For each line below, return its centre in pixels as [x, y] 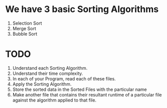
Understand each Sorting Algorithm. [50, 68]
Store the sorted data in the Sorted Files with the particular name [79, 89]
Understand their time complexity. [48, 73]
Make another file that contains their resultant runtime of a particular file [87, 94]
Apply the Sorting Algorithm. [42, 84]
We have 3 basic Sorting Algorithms [82, 9]
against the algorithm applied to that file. [54, 100]
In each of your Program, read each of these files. [64, 78]
